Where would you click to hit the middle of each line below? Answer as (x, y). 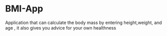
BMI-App (24, 9)
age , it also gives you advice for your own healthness (61, 27)
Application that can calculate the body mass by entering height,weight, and (84, 22)
